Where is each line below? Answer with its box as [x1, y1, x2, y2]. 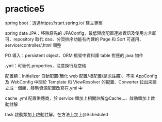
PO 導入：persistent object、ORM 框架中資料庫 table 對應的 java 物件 [5, 52, 144, 58]
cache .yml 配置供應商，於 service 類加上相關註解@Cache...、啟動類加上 [5, 95, 151, 101]
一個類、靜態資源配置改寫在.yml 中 [13, 85, 83, 91]
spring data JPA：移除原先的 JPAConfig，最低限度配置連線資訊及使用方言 [5, 30, 153, 36]
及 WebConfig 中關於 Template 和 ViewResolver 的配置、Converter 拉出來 [5, 79, 153, 85]
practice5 [5, 3, 45, 14]
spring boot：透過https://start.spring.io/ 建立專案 [5, 20, 103, 26]
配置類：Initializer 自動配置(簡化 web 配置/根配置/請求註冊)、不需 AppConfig [5, 73, 158, 79]
